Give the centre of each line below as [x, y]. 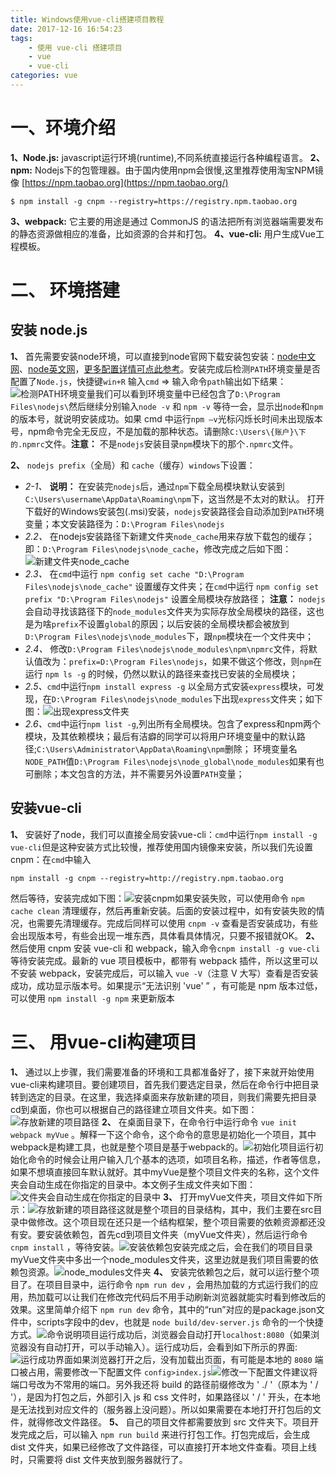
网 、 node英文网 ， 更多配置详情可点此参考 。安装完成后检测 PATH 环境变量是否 [166, 368]
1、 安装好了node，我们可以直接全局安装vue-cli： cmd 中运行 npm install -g [164, 834]
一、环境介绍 [63, 128]
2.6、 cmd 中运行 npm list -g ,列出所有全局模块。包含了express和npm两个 [173, 723]
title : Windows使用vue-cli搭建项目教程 [87, 19]
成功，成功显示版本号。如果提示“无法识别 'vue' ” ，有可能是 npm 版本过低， [166, 985]
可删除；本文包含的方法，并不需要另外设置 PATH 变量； [134, 773]
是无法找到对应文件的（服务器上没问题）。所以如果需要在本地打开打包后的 [161, 1409]
